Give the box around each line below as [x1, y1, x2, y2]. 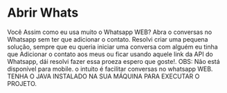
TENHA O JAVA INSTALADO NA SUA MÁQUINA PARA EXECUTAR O [7, 71, 200, 81]
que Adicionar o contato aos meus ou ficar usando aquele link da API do [7, 50, 213, 58]
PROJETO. [7, 79, 37, 87]
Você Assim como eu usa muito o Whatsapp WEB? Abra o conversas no [7, 28, 212, 36]
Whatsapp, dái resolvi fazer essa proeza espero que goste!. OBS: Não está [7, 57, 220, 65]
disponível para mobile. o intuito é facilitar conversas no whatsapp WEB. [7, 65, 213, 73]
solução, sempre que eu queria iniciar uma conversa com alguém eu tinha [7, 42, 218, 51]
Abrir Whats [7, 5, 79, 21]
